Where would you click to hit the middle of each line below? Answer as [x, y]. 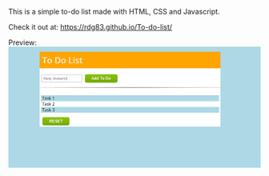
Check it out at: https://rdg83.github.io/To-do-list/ [90, 27]
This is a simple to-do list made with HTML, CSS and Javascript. [114, 12]
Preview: [23, 42]
